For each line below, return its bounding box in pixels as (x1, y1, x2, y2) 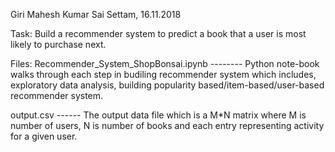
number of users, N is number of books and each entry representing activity (10, 120, 325, 131)
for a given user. (10, 130, 78, 142)
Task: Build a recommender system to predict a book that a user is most (10, 28, 307, 39)
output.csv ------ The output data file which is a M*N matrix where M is (10, 109, 307, 121)
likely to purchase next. (10, 39, 107, 50)
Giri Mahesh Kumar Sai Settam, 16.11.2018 (10, 9, 182, 20)
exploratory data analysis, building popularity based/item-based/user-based (10, 79, 325, 91)
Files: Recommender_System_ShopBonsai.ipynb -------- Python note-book (10, 58, 320, 69)
